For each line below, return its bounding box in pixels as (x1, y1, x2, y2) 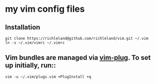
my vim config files (5, 3, 85, 15)
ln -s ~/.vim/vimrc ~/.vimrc (5, 40, 65, 45)
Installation (5, 23, 40, 31)
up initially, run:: (5, 61, 56, 70)
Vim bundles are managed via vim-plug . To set (5, 54, 151, 62)
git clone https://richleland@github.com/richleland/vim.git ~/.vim (5, 36, 149, 41)
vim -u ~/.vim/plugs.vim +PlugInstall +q (5, 74, 92, 79)
